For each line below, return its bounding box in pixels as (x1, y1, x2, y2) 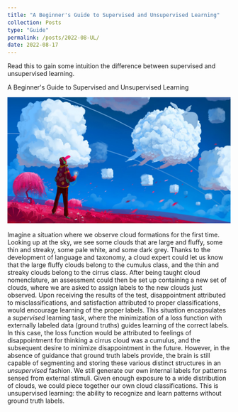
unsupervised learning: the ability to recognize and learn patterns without (7, 389, 222, 397)
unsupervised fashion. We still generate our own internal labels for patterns (7, 366, 227, 374)
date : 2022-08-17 (7, 41, 59, 49)
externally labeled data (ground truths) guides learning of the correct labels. (7, 320, 229, 330)
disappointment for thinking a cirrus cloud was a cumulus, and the (7, 336, 200, 345)
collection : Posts (7, 18, 62, 26)
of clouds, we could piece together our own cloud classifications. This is (7, 381, 219, 390)
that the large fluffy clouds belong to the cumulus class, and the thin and (7, 260, 220, 269)
